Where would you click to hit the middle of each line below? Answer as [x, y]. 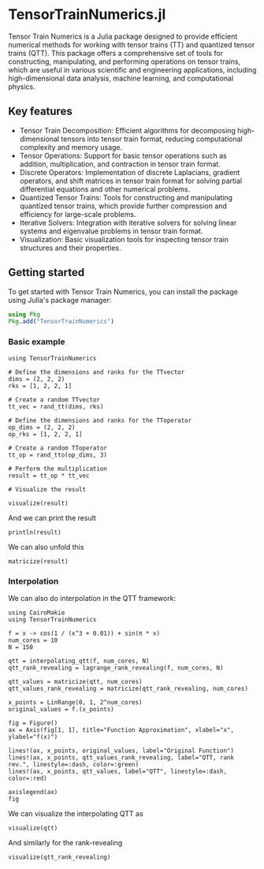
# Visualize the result [47, 489]
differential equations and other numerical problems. [105, 189]
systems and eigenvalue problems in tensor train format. [111, 231]
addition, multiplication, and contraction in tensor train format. [120, 164]
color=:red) [28, 778]
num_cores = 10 [33, 640]
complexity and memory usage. [71, 147]
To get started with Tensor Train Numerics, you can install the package [123, 291]
